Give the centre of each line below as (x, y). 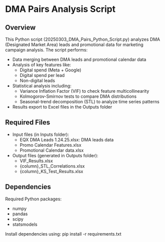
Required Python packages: (33, 199)
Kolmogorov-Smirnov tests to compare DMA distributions (78, 96)
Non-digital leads (37, 81)
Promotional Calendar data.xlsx (52, 150)
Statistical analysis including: (42, 86)
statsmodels (25, 224)
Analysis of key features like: (42, 65)
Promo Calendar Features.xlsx (51, 145)
